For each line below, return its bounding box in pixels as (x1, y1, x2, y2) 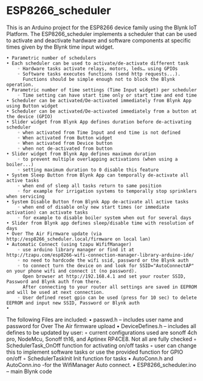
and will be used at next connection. (6, 289, 105, 295)
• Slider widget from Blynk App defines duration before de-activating (6, 119, 191, 125)
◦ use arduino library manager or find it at (17, 246, 135, 253)
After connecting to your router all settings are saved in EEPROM (22, 284, 198, 290)
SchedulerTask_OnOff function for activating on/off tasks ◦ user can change (6, 341, 197, 349)
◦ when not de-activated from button (17, 145, 113, 152)
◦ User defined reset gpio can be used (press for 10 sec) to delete (17, 295, 198, 301)
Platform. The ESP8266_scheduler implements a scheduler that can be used (6, 30, 197, 37)
